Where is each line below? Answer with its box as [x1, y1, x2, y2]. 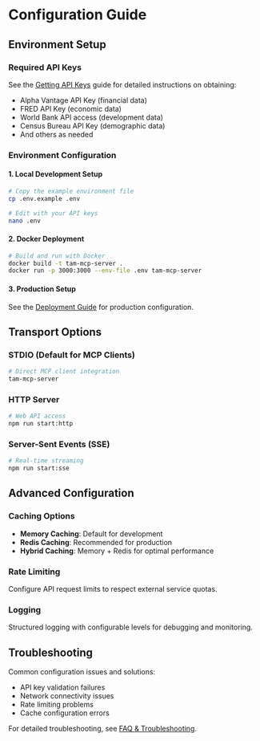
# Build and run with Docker [8, 251, 106, 260]
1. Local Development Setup [8, 169, 103, 179]
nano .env [8, 217, 42, 225]
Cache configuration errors [19, 708, 110, 718]
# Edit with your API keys [8, 209, 98, 218]
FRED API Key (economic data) [19, 104, 122, 113]
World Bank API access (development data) [19, 112, 164, 122]
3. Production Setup [8, 283, 76, 294]
